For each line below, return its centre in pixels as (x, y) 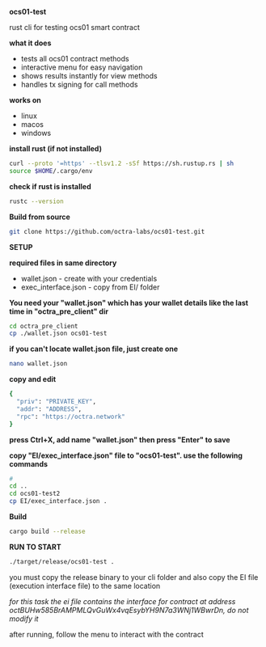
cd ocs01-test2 (35, 494)
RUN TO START (35, 547)
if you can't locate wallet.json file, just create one (94, 349)
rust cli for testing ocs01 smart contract (75, 27)
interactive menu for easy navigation (82, 67)
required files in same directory (63, 263)
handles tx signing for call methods (79, 85)
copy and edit (33, 379)
